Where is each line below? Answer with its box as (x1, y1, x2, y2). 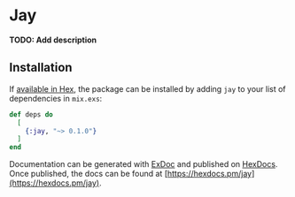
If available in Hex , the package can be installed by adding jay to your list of (9, 83, 286, 94)
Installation (9, 60, 73, 75)
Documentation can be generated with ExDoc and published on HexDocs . (9, 159, 278, 170)
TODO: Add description (9, 34, 97, 45)
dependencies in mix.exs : (9, 93, 103, 103)
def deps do (9, 110, 53, 119)
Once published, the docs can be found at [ (9, 169, 168, 179)
